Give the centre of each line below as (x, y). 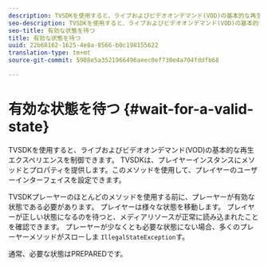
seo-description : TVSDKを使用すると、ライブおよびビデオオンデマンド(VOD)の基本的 (134, 23)
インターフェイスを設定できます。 (70, 180)
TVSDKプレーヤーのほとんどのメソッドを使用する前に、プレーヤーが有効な (132, 197)
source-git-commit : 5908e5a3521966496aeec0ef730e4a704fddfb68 (114, 61)
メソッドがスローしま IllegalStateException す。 (109, 236)
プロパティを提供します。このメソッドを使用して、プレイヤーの (133, 169)
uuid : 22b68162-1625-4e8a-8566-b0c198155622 (83, 46)
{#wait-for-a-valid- (188, 109)
